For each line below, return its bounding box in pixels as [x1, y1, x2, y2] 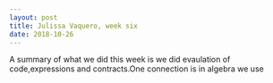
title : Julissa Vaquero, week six [9, 21, 139, 30]
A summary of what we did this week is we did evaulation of [9, 54, 231, 65]
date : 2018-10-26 [9, 29, 74, 38]
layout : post [9, 12, 58, 22]
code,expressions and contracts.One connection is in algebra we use [9, 63, 264, 74]
